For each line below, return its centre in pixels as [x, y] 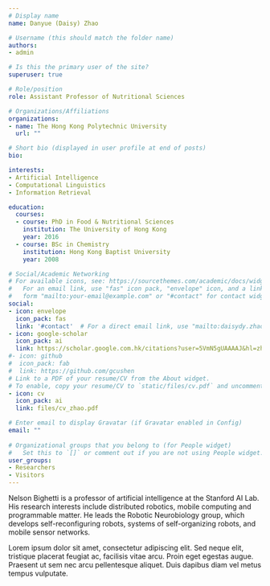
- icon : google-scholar [48, 334]
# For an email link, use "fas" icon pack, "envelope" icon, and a [127, 289]
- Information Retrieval [50, 193]
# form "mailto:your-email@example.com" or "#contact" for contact [127, 297]
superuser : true [35, 75]
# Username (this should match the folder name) [91, 38]
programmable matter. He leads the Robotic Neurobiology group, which [127, 515]
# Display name [34, 16]
